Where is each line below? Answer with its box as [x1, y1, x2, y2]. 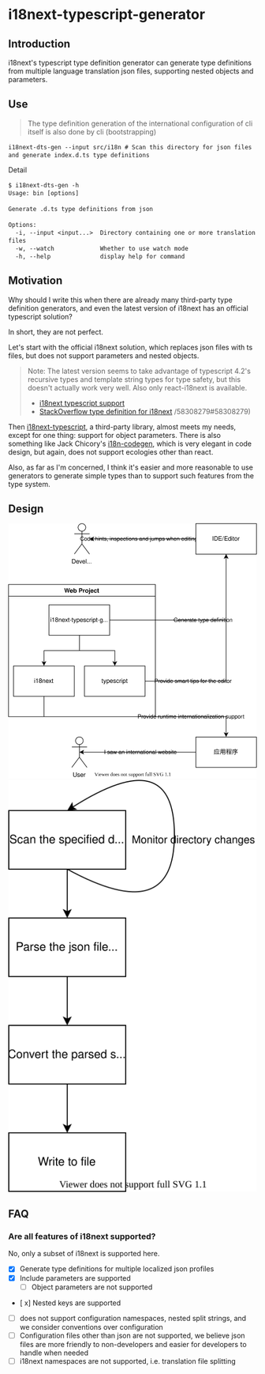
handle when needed [19, 1348, 89, 1357]
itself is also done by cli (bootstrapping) [27, 126, 157, 136]
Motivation [8, 274, 63, 288]
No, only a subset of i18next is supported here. [8, 1249, 160, 1259]
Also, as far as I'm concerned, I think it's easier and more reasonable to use [8, 462, 254, 472]
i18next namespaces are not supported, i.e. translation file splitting [19, 1356, 237, 1365]
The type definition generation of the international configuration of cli [27, 119, 253, 128]
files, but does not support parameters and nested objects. [8, 350, 200, 360]
